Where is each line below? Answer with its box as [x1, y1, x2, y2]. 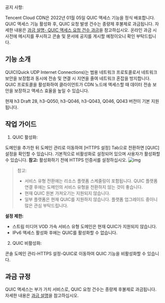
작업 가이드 [5, 120, 37, 129]
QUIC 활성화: [12, 134, 38, 140]
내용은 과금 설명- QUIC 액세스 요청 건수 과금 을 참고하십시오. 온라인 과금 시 [14, 27, 157, 33]
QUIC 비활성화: [12, 240, 42, 246]
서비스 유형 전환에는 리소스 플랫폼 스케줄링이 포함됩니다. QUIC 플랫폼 [24, 178, 158, 184]
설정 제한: [5, 213, 24, 219]
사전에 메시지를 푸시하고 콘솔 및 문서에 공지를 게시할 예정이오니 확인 [5, 34, 135, 39]
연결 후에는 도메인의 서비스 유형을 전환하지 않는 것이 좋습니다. [24, 184, 143, 190]
